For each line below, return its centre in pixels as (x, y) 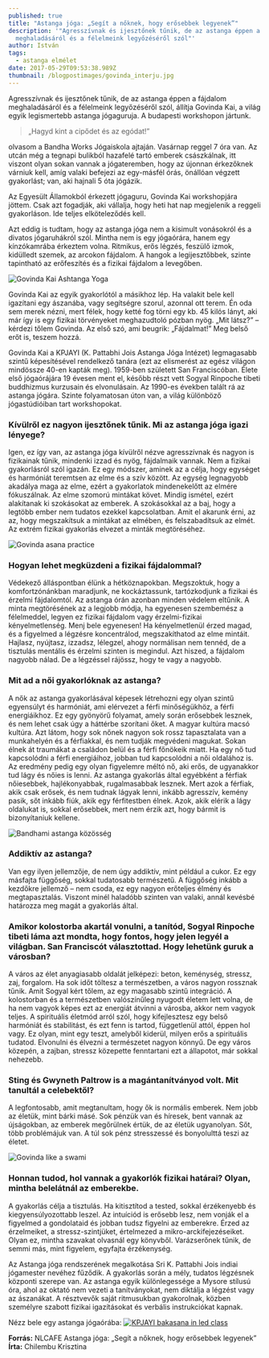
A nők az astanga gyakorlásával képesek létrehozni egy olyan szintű (121, 698)
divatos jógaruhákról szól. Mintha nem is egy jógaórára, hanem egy (119, 237)
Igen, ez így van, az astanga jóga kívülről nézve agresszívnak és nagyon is (131, 452)
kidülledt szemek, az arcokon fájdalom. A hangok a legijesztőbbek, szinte (130, 255)
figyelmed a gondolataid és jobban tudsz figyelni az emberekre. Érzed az (129, 1223)
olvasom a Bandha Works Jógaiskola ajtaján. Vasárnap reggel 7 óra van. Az (133, 146)
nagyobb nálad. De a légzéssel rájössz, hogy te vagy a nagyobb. (115, 660)
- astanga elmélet (47, 61)
